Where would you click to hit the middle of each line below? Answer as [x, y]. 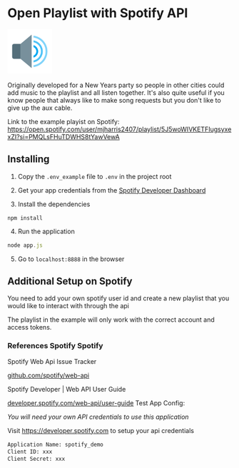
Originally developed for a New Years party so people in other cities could [116, 85]
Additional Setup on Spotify [70, 281]
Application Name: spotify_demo [55, 444]
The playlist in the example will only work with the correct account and [111, 320]
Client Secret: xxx [36, 459]
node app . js [25, 245]
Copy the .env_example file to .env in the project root [95, 176]
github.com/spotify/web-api [49, 375]
